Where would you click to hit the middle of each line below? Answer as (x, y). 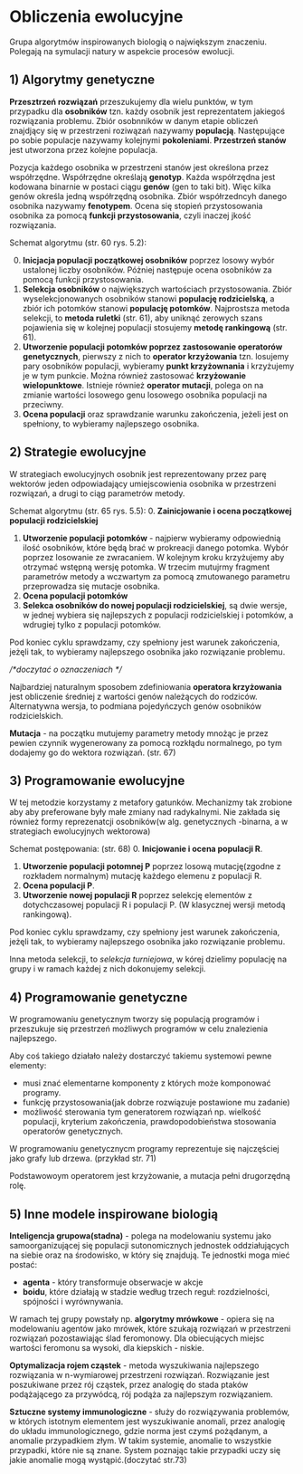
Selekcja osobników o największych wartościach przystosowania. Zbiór (157, 289)
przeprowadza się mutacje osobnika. (91, 586)
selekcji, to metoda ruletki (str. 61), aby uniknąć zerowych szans (142, 318)
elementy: (28, 1066)
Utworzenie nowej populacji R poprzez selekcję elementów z (137, 895)
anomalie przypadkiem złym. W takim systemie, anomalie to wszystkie (141, 1440)
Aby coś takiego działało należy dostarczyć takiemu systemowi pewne (141, 1056)
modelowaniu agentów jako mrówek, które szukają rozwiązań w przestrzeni (150, 1329)
